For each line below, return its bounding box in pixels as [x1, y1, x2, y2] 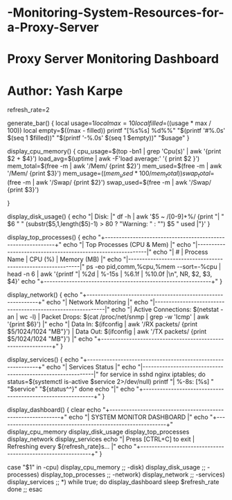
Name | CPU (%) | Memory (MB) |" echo [7, 255, 123, 263]
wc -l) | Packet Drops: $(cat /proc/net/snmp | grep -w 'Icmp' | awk [19, 313, 209, 321]
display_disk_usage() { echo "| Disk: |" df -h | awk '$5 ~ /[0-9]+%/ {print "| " [7, 212, 224, 221]
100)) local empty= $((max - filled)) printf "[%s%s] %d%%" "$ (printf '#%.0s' [7, 127, 226, 135]
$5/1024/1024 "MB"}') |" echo [7, 335, 93, 343]
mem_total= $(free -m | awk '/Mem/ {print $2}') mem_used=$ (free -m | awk [7, 162, 222, 170]
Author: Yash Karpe [7, 83, 123, 98]
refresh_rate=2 [7, 106, 50, 114]
